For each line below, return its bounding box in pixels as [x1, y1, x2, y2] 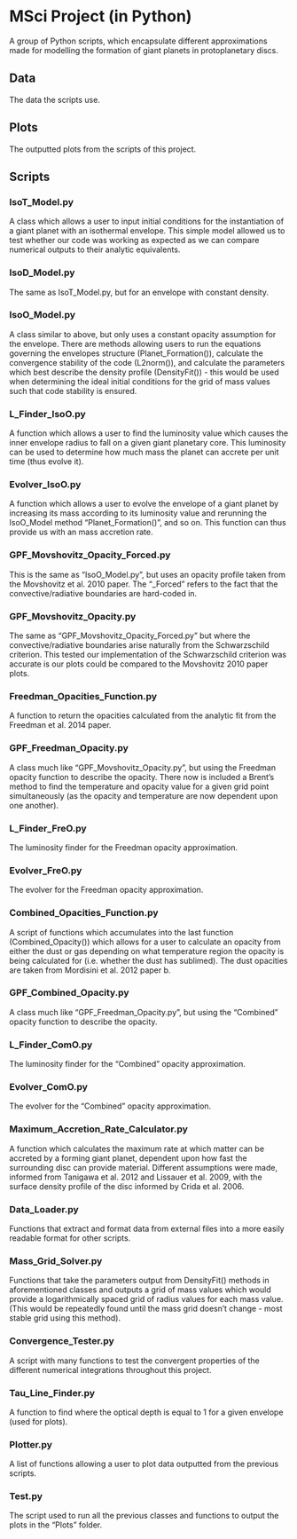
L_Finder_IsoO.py [9, 407, 86, 420]
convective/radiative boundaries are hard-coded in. [9, 588, 198, 598]
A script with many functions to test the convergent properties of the [9, 1355, 260, 1366]
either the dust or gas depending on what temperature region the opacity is [9, 945, 285, 956]
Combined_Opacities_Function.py [9, 907, 159, 919]
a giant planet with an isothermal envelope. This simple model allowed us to [9, 225, 285, 236]
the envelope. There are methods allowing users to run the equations [9, 338, 262, 349]
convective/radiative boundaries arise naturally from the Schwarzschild [9, 640, 270, 651]
